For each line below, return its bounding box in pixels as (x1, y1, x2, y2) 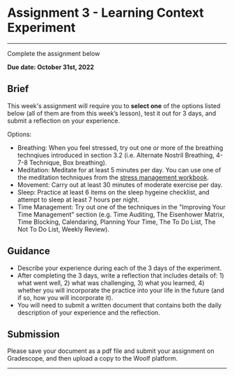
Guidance (7, 246, 50, 257)
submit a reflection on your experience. (7, 116, 120, 125)
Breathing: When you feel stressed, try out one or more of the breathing (17, 143, 224, 151)
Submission (7, 328, 61, 340)
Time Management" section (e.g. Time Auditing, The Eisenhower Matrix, (17, 210, 225, 218)
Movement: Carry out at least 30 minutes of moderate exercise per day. (17, 180, 223, 189)
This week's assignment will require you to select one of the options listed (7, 101, 221, 110)
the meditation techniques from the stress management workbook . (17, 173, 209, 181)
